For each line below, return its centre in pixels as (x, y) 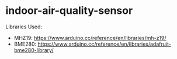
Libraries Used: (24, 27)
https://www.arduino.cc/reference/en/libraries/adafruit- (105, 44)
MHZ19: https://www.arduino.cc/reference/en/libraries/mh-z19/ (90, 38)
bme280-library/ (34, 50)
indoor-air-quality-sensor (69, 11)
